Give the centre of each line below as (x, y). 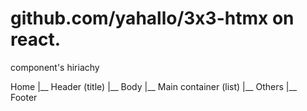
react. (36, 39)
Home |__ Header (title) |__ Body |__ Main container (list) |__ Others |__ (154, 86)
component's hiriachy (55, 67)
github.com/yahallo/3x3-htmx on (152, 18)
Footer (24, 97)
